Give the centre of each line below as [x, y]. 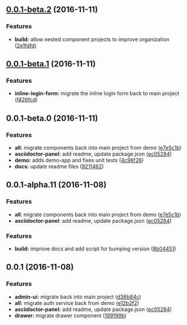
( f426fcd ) [26, 100]
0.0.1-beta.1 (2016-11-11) [51, 64]
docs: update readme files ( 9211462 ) [59, 166]
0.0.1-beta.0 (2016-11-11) [52, 118]
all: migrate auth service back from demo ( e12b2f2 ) [77, 303]
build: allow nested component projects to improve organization [92, 39]
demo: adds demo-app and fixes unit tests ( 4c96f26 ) [79, 160]
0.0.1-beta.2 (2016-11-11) [52, 10]
